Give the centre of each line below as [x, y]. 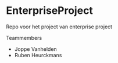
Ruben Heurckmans [38, 55]
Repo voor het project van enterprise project [59, 27]
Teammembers [24, 38]
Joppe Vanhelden [35, 49]
